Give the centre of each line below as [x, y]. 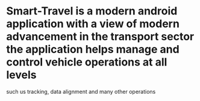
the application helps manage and [93, 50]
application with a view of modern [93, 24]
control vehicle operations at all [87, 62]
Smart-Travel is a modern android [92, 11]
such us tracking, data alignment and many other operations [81, 91]
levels [21, 75]
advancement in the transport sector [100, 37]
